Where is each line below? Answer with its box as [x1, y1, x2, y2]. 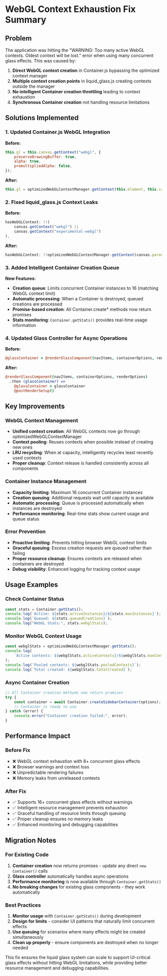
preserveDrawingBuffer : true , [14, 154, 77, 159]
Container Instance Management [5, 478, 87, 485]
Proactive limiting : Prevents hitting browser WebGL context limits [12, 539, 147, 545]
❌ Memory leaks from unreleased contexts [12, 775, 100, 781]
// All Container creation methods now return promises [5, 690, 123, 695]
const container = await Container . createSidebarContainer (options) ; [14, 700, 162, 705]
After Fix [5, 787, 26, 794]
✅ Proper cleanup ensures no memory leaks [12, 816, 103, 822]
